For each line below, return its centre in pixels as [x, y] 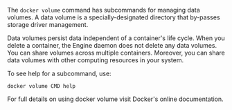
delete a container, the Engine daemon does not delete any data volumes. [112, 45]
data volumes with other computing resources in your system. [96, 60]
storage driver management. [48, 25]
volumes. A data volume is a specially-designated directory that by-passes [114, 17]
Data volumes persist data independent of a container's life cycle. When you [116, 38]
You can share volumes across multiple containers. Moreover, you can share [116, 53]
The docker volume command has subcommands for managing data [104, 10]
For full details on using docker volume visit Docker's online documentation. [115, 99]
